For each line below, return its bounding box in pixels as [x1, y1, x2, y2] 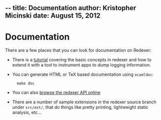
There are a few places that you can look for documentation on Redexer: [5, 48, 152, 53]
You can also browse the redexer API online [12, 90, 101, 96]
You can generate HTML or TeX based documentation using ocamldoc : [12, 72, 154, 77]
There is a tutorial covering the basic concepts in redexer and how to [12, 57, 152, 63]
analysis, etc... [12, 110, 42, 116]
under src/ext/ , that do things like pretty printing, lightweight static [12, 104, 149, 110]
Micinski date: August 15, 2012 [5, 12, 101, 20]
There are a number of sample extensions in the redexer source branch [12, 99, 157, 105]
